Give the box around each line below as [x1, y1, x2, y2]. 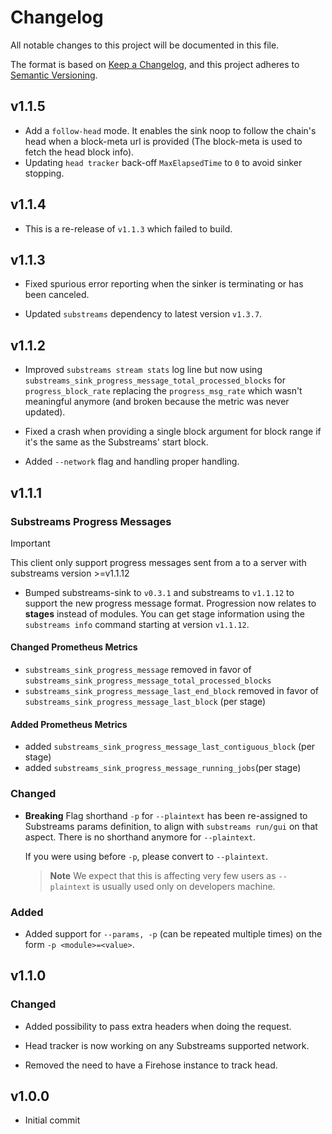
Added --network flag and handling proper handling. [24, 456, 240, 468]
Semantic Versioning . [10, 69, 98, 81]
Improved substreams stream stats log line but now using [24, 364, 263, 376]
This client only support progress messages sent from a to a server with [10, 556, 307, 568]
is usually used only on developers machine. [92, 880, 276, 892]
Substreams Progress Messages [10, 514, 172, 528]
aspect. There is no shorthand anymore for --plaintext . [24, 831, 257, 843]
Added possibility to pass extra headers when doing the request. [24, 1020, 292, 1032]
